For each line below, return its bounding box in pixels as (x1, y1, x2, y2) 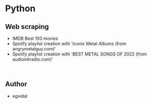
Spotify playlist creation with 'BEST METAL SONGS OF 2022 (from (12, 51, 147, 57)
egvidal (12, 93, 28, 99)
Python (5, 3, 36, 14)
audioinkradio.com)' (12, 56, 53, 62)
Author (5, 80, 27, 88)
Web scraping (5, 23, 49, 31)
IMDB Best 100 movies (12, 35, 58, 41)
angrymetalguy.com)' (12, 46, 56, 52)
